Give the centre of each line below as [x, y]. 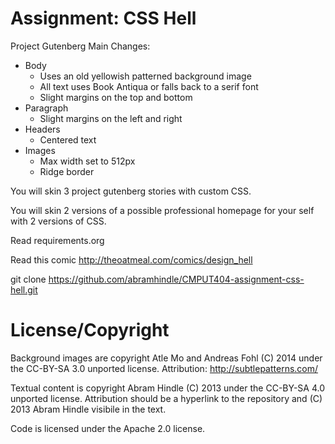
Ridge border [67, 171]
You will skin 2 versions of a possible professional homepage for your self [162, 210]
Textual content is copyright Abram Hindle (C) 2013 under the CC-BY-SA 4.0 [167, 388]
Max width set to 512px [87, 161]
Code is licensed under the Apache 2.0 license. [108, 428]
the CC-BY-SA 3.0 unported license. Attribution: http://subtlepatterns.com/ [164, 368]
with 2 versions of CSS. [58, 221]
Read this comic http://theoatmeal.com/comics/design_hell [131, 259]
